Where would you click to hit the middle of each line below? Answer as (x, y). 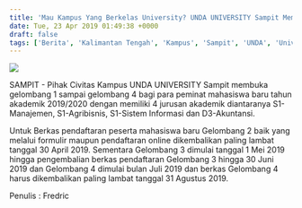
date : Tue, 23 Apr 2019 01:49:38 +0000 (84, 26)
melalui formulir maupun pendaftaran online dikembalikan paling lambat (142, 141)
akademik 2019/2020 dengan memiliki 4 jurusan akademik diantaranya (140, 104)
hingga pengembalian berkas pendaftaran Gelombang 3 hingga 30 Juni (142, 160)
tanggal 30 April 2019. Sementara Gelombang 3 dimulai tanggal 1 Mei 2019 (147, 150)
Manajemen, (32, 114)
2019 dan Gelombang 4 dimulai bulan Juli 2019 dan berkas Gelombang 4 (144, 169)
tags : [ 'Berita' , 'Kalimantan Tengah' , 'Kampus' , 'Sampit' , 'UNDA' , (140, 43)
